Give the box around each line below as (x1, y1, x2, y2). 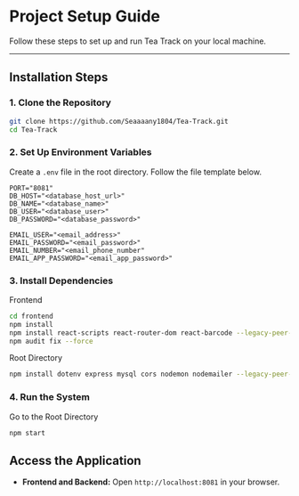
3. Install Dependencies (9, 274, 114, 287)
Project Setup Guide (9, 6, 161, 27)
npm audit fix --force (9, 337, 93, 346)
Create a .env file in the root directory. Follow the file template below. (9, 167, 263, 177)
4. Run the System (9, 391, 91, 403)
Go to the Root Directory (9, 411, 99, 422)
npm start (9, 428, 46, 437)
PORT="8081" (9, 183, 53, 192)
